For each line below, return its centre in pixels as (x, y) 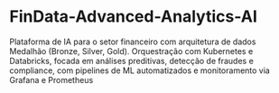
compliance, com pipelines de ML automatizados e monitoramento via (140, 70)
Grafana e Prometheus (51, 79)
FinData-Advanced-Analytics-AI (133, 17)
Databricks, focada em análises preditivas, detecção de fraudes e (132, 60)
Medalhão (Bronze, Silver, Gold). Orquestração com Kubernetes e (131, 51)
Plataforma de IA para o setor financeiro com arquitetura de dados (133, 42)
